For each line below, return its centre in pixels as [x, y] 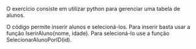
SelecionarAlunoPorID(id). [39, 40]
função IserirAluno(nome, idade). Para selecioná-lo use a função [88, 33]
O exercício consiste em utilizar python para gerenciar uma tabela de [93, 9]
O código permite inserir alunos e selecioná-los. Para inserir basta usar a [98, 27]
